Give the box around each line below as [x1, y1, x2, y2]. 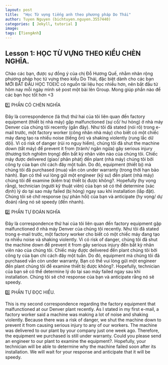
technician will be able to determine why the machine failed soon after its [5, 343, 156, 349]
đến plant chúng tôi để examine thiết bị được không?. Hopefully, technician [5, 263, 160, 269]
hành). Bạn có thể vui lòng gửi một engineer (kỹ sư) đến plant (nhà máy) [5, 172, 154, 178]
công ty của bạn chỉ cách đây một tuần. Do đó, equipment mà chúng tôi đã [5, 252, 160, 259]
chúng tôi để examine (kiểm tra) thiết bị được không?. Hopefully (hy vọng [5, 177, 156, 183]
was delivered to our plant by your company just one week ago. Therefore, [5, 327, 159, 333]
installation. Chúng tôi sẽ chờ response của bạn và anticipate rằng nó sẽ [5, 274, 154, 280]
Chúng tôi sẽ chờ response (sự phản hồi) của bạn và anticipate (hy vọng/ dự [5, 193, 163, 199]
